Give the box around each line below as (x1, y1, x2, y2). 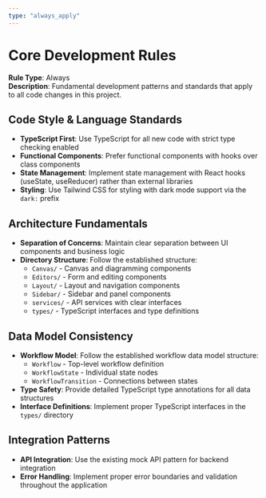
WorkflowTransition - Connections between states (31, 376, 198, 385)
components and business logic (19, 247, 125, 256)
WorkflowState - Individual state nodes (31, 367, 158, 377)
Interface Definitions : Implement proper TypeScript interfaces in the (19, 402, 246, 411)
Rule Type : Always (8, 73, 70, 82)
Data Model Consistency (8, 329, 133, 343)
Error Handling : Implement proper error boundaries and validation (19, 472, 238, 481)
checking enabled (19, 143, 80, 152)
